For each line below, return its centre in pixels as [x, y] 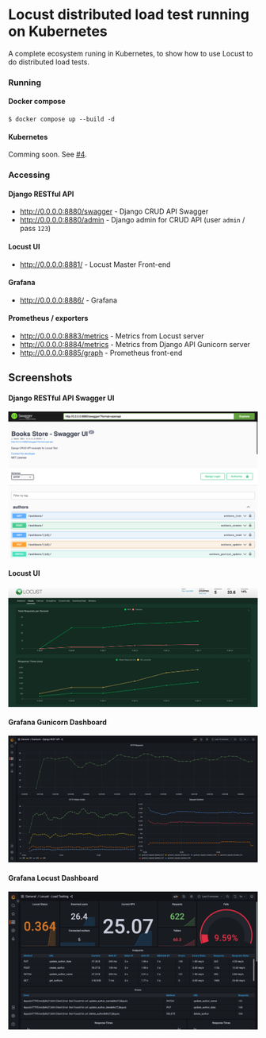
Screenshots [40, 378]
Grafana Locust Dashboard [53, 878]
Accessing [29, 175]
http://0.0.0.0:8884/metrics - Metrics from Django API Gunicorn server [135, 344]
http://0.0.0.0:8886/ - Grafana [68, 300]
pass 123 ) [35, 229]
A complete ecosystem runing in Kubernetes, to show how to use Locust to [131, 53]
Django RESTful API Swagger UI [61, 398]
